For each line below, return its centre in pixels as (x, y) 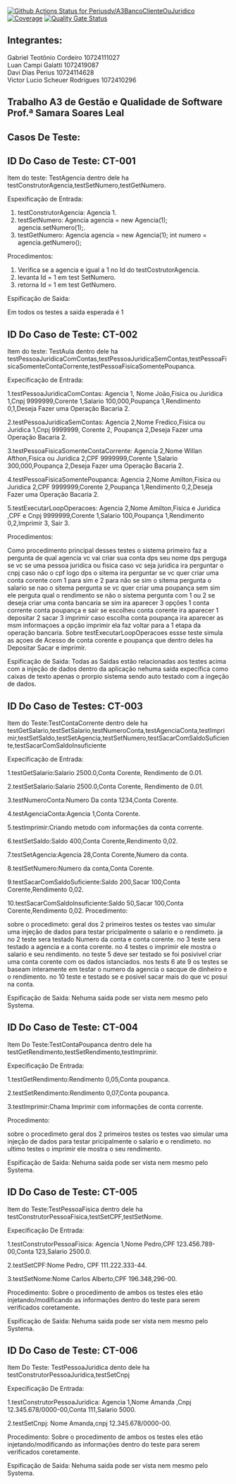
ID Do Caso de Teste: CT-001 (72, 161)
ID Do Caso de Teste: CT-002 (73, 334)
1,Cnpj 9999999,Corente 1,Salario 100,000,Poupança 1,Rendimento (104, 401)
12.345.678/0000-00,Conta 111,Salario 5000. (72, 1410)
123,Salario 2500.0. (63, 1251)
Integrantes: (35, 41)
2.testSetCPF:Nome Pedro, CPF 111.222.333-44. (77, 1265)
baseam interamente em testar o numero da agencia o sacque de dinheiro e (117, 970)
